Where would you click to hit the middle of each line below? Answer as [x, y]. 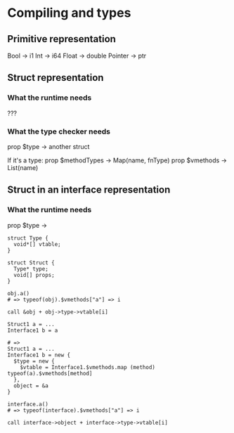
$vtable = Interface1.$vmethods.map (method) [88, 367]
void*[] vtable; [37, 244]
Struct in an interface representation [89, 190]
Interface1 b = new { [39, 355]
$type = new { [34, 361]
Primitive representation [61, 39]
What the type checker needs [59, 131]
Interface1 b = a [33, 330]
